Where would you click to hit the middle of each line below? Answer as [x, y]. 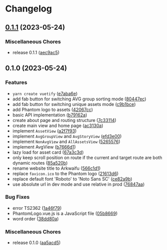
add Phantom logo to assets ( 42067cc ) [53, 109]
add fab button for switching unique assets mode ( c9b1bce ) [74, 104]
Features [16, 82]
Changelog [29, 9]
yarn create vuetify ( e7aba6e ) [45, 93]
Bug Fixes [18, 197]
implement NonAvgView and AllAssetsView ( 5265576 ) [66, 142]
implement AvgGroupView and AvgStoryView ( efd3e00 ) [67, 136]
